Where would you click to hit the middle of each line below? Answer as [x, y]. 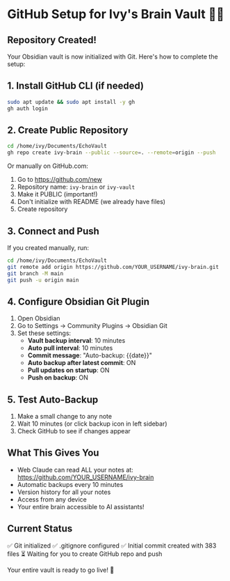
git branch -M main [35, 273]
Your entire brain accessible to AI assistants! [81, 506]
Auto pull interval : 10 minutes [70, 348]
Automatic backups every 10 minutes [70, 484]
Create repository [42, 209]
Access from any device [52, 499]
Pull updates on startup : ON [68, 370]
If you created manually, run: [48, 247]
